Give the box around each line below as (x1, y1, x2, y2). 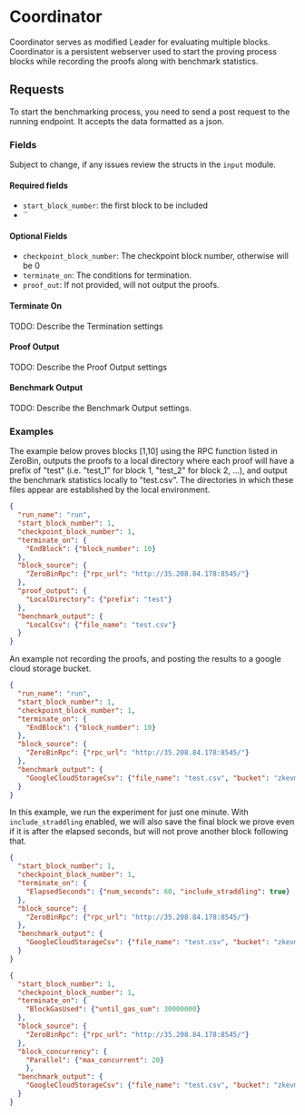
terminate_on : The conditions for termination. (22, 270, 192, 281)
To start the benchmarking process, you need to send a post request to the (9, 106, 290, 117)
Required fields (9, 180, 68, 191)
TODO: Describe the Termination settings (9, 321, 163, 331)
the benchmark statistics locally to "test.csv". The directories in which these (9, 475, 294, 486)
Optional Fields (9, 230, 68, 242)
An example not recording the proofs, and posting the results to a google (9, 654, 281, 665)
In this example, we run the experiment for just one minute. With (9, 806, 250, 818)
